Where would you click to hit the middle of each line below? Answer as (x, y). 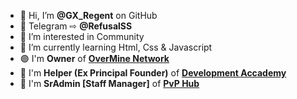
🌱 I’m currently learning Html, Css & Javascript (116, 47)
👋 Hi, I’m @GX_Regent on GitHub (88, 15)
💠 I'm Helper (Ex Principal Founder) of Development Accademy (153, 73)
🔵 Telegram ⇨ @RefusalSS (76, 26)
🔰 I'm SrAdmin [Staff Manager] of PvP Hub (109, 83)
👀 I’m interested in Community (82, 36)
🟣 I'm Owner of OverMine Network (94, 58)
